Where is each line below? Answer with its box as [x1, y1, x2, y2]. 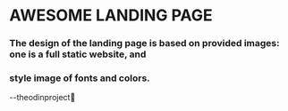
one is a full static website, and [9, 48, 147, 60]
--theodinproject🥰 [9, 92, 76, 103]
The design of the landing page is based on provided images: [9, 37, 280, 50]
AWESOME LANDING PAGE [9, 5, 213, 26]
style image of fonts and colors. [9, 72, 150, 84]
